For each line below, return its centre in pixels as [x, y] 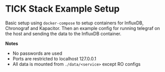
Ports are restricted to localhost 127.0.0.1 [54, 58]
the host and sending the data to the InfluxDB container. [63, 33]
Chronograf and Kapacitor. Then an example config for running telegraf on [83, 28]
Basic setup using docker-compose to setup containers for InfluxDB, [74, 23]
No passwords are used [37, 53]
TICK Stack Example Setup [63, 9]
